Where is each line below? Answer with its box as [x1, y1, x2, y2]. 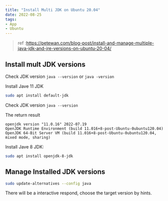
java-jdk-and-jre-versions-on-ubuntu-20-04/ [17, 45, 112, 52]
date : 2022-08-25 [5, 12, 42, 17]
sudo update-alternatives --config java [5, 181, 92, 186]
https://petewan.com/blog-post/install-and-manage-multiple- [26, 40, 154, 46]
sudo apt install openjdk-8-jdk [5, 154, 73, 159]
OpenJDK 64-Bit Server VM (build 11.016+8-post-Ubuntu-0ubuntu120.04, [5, 130, 157, 135]
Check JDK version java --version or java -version [5, 73, 115, 79]
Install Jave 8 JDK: [5, 143, 44, 149]
